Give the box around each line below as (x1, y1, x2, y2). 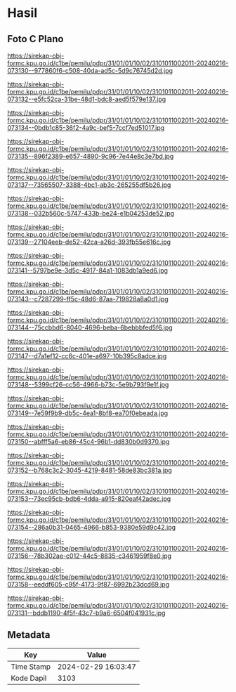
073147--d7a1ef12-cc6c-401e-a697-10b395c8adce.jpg (7, 352, 167, 360)
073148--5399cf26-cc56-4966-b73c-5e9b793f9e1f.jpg (7, 381, 169, 389)
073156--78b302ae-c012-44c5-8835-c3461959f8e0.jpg (7, 551, 172, 560)
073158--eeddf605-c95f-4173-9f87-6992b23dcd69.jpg (7, 580, 170, 588)
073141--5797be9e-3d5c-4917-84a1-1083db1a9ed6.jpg (7, 266, 169, 275)
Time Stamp (11, 662, 51, 672)
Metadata (7, 629, 51, 641)
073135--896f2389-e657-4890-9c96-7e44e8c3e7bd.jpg (7, 152, 174, 160)
